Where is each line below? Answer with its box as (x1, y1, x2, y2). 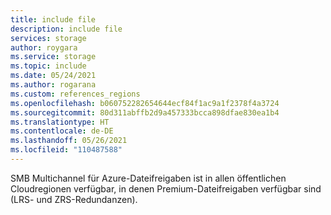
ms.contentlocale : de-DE (10, 126, 114, 136)
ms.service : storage (10, 52, 97, 62)
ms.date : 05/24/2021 (10, 71, 97, 81)
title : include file (10, 14, 97, 25)
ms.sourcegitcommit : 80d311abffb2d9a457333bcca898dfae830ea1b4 (10, 107, 280, 118)
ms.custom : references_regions (10, 89, 141, 99)
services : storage (10, 33, 87, 43)
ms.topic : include (10, 61, 87, 71)
